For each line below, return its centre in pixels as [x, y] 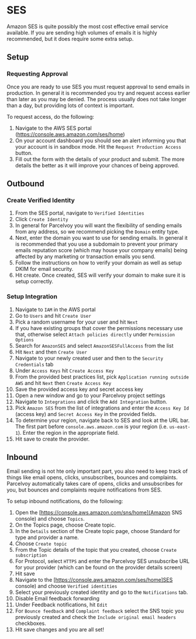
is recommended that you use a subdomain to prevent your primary [96, 244]
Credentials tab [34, 364]
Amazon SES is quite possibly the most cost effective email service [87, 26]
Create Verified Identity [41, 200]
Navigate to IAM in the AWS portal [55, 309]
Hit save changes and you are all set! [59, 630]
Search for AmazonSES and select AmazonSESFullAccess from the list [94, 345]
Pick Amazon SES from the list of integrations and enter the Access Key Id [102, 408]
